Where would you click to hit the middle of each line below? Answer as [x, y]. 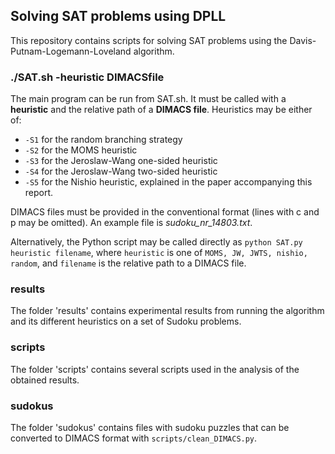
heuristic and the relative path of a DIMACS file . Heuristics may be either [161, 110]
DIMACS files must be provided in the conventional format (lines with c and [165, 212]
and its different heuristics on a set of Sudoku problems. [126, 321]
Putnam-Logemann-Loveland [71, 51]
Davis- [303, 40]
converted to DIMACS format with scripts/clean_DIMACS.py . [134, 438]
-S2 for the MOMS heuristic [81, 150]
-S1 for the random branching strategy [103, 140]
